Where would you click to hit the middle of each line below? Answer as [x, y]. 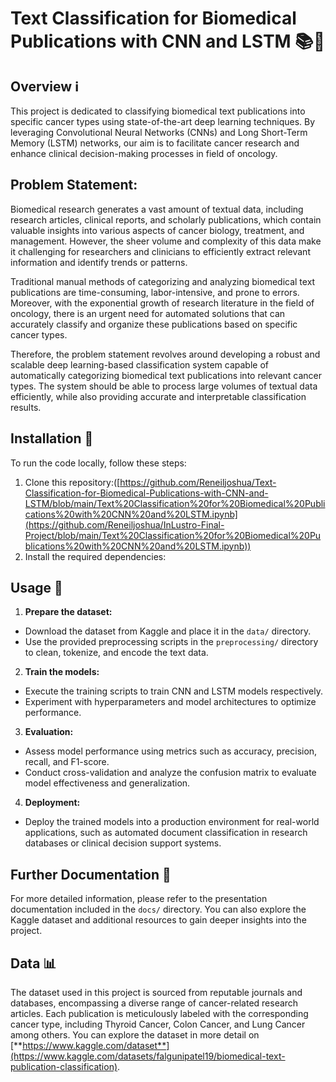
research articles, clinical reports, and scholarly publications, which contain [166, 219]
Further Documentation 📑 [91, 874]
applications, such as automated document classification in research [166, 833]
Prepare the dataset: [68, 612]
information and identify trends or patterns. [99, 262]
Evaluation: [49, 732]
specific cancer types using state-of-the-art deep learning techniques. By [163, 121]
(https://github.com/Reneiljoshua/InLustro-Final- [124, 524]
